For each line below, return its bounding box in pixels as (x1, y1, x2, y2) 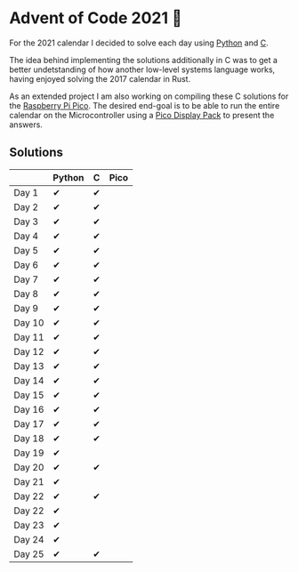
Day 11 (13, 331, 44, 343)
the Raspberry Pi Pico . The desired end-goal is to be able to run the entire (9, 100, 280, 110)
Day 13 (13, 359, 44, 372)
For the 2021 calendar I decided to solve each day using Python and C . (9, 37, 269, 48)
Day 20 (13, 461, 44, 473)
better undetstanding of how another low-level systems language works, (9, 64, 276, 75)
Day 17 (13, 417, 44, 430)
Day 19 (13, 447, 44, 459)
